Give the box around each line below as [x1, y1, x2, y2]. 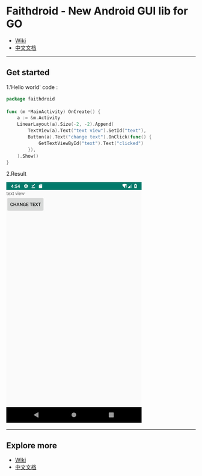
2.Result [6, 170, 27, 178]
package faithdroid [6, 96, 55, 102]
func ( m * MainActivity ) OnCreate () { [6, 108, 101, 115]
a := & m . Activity [17, 115, 61, 121]
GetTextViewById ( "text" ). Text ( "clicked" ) [38, 140, 144, 146]
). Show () [17, 153, 39, 159]
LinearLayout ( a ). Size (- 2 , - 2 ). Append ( [17, 122, 114, 128]
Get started [6, 67, 50, 78]
